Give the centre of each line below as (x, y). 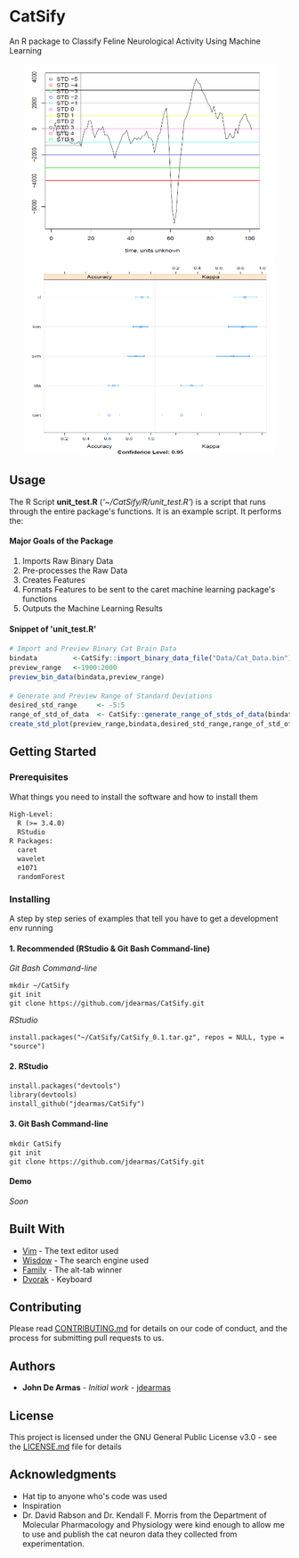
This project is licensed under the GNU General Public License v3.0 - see (143, 1438)
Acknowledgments (63, 1475)
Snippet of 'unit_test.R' (53, 629)
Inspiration (41, 1505)
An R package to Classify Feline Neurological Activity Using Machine (135, 41)
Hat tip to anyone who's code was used (94, 1496)
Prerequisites (39, 777)
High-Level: (31, 814)
